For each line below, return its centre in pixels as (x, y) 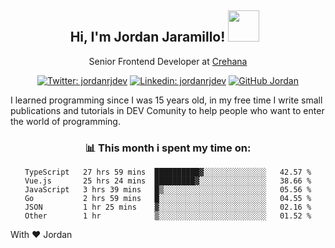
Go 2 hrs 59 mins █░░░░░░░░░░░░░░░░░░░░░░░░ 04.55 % (168, 199)
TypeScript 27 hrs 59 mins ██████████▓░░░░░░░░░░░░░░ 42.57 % (168, 172)
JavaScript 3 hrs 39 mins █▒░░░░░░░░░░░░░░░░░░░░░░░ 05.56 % (168, 190)
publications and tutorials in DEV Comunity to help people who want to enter (167, 110)
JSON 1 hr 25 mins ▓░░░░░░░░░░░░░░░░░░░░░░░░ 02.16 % (168, 207)
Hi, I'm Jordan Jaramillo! (147, 37)
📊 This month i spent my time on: (168, 148)
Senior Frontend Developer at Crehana (168, 61)
